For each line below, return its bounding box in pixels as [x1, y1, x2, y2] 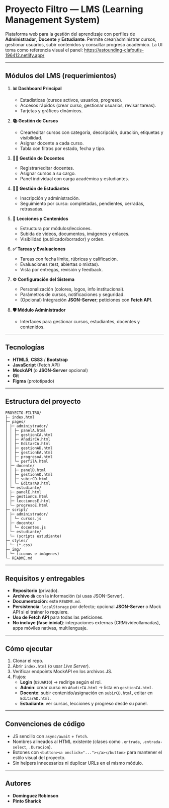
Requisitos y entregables [5, 574, 85, 582]
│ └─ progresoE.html [5, 503, 49, 508]
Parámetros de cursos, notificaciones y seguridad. [20, 291, 125, 298]
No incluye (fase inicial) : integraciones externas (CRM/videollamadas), [12, 620, 160, 626]
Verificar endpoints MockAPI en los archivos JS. [12, 669, 113, 674]
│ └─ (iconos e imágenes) [5, 551, 59, 557]
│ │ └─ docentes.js [5, 525, 46, 530]
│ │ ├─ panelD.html [5, 468, 46, 473]
